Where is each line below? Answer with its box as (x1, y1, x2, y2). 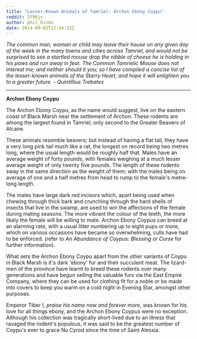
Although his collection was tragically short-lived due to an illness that (6, 314, 176, 321)
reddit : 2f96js (6, 14, 43, 20)
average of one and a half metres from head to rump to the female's (6, 174, 170, 181)
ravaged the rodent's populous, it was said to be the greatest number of (6, 320, 180, 327)
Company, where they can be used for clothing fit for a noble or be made (6, 278, 182, 285)
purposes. (6, 290, 31, 297)
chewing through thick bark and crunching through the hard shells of (6, 198, 173, 205)
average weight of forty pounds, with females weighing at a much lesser (6, 155, 181, 162)
